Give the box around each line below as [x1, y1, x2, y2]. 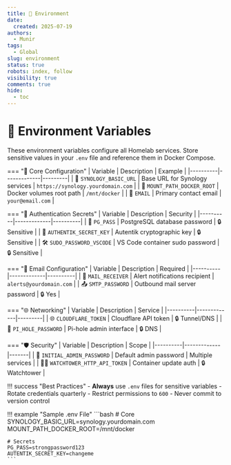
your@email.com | [7, 196, 54, 205]
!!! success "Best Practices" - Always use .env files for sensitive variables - [7, 381, 222, 390]
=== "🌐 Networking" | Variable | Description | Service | [7, 305, 163, 314]
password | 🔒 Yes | [7, 290, 61, 298]
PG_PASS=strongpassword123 [7, 444, 85, 451]
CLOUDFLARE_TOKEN [56, 315, 106, 322]
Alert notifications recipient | [133, 272, 214, 280]
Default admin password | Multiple [114, 350, 212, 359]
